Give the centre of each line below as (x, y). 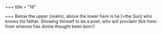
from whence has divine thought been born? (50, 26)
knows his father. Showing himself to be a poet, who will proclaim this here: (81, 21)
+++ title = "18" (21, 7)
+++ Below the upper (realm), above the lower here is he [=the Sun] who (79, 16)
